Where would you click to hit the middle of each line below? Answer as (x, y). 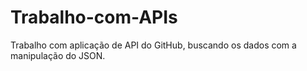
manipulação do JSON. (58, 55)
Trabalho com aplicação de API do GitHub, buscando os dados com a (153, 45)
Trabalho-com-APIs (94, 17)
